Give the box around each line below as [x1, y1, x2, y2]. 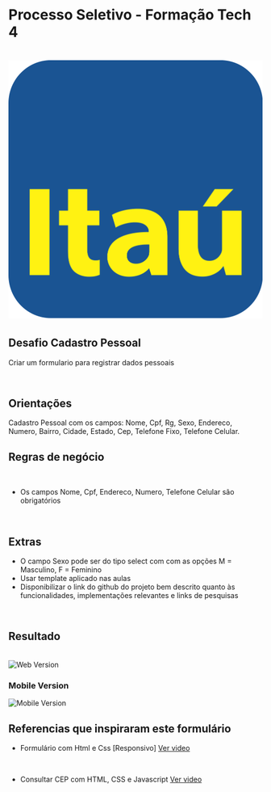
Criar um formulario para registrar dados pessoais [8, 357, 175, 367]
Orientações [8, 397, 73, 411]
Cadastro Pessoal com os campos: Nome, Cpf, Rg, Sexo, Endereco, [8, 418, 232, 428]
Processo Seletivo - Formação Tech [8, 6, 252, 24]
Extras [8, 535, 42, 549]
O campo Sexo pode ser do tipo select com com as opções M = [19, 556, 232, 567]
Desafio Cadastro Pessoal [8, 336, 141, 350]
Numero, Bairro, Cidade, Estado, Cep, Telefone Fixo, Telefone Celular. [8, 427, 240, 436]
